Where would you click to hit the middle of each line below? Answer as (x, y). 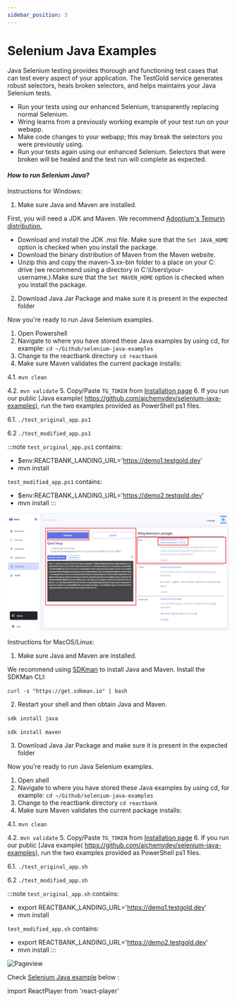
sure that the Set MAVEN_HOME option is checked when (147, 277)
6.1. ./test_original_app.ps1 (49, 419)
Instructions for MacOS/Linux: (51, 642)
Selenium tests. (30, 93)
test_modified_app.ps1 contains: (55, 481)
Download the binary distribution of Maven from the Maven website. (116, 254)
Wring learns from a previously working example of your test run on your (123, 122)
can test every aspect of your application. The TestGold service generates (115, 78)
